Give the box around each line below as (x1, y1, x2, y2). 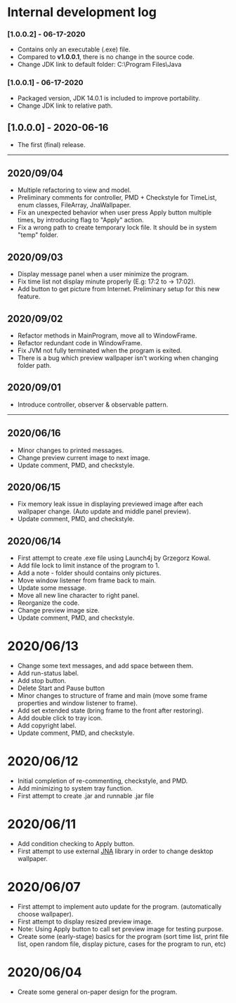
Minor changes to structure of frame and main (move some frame (17, 691, 208, 700)
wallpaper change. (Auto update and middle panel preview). (17, 507, 191, 516)
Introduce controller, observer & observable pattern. (17, 400, 169, 409)
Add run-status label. (17, 669, 79, 677)
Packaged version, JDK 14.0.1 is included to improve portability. (17, 94, 201, 102)
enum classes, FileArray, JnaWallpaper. (17, 201, 131, 210)
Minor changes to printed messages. (17, 446, 124, 454)
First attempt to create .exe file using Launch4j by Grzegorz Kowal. (17, 554, 211, 563)
